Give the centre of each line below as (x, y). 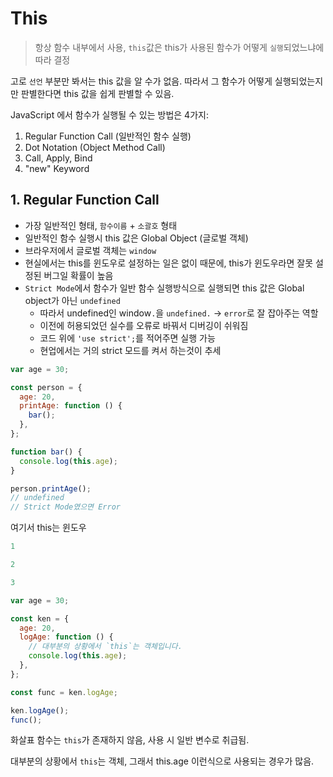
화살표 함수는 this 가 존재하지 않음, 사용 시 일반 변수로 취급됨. (130, 740)
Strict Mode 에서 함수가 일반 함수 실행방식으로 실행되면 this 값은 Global (164, 288)
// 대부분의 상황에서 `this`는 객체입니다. (105, 647)
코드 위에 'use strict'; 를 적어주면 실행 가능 (127, 338)
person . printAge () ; (51, 488)
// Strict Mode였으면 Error (65, 507)
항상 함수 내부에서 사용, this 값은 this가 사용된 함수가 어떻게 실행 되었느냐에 (179, 47)
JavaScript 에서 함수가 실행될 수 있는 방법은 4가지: (109, 114)
